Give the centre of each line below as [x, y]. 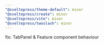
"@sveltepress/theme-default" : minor [44, 10]
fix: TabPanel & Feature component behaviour [52, 37]
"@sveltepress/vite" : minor [34, 19]
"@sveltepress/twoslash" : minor [39, 23]
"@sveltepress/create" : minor [37, 14]
